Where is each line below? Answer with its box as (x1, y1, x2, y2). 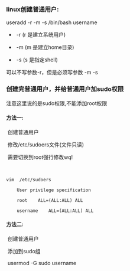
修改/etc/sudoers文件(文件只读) (7, 141, 84, 148)
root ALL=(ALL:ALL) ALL (17, 197, 83, 203)
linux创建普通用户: (6, 5, 59, 13)
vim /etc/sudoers (6, 177, 51, 182)
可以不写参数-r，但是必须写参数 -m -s (6, 69, 99, 76)
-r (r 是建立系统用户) (16, 31, 66, 38)
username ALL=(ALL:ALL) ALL (17, 208, 94, 214)
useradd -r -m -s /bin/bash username (6, 19, 97, 26)
